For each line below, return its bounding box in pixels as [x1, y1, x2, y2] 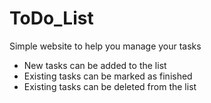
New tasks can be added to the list [23, 59, 167, 71]
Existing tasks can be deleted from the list [23, 80, 197, 92]
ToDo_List [9, 7, 94, 30]
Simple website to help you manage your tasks [9, 40, 202, 52]
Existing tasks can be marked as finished [23, 70, 193, 82]
